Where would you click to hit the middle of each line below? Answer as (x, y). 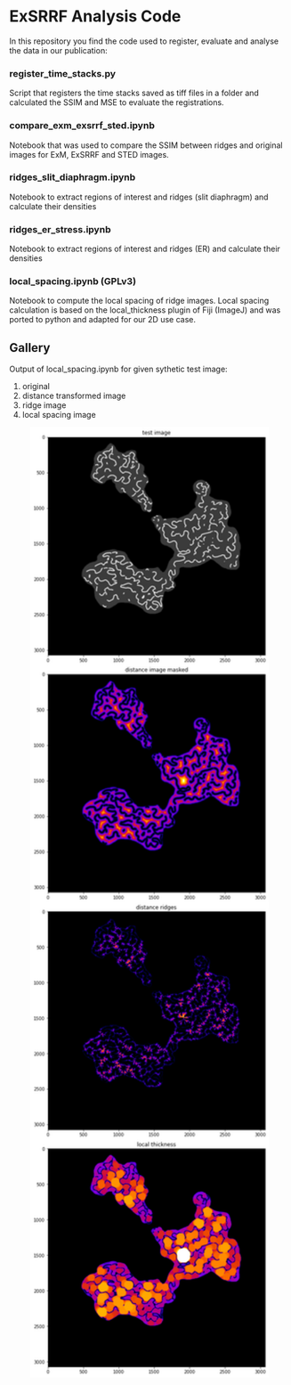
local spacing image (59, 415)
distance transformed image (74, 396)
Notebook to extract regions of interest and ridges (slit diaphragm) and (139, 197)
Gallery (30, 348)
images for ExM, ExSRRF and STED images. (89, 154)
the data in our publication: (59, 50)
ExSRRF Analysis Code (95, 16)
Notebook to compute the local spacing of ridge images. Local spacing (139, 301)
